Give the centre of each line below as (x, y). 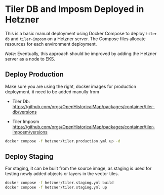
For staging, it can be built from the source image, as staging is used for (78, 168)
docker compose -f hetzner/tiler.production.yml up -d (63, 141)
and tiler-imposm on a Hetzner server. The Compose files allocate (78, 39)
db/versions (24, 112)
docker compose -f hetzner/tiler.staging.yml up (56, 188)
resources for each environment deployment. (51, 44)
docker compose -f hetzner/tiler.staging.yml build (59, 183)
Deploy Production (35, 75)
